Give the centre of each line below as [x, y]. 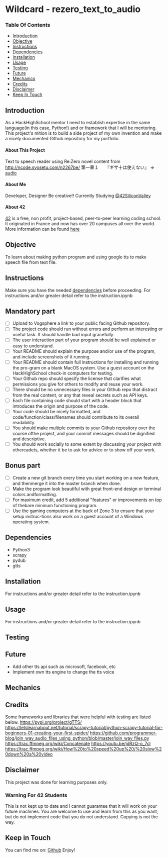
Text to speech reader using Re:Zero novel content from [63, 161]
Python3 [21, 549]
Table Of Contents [28, 25]
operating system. [31, 522]
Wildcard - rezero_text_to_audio [73, 9]
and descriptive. [29, 439]
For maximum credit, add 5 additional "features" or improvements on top [87, 500]
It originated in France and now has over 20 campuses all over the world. [80, 223]
